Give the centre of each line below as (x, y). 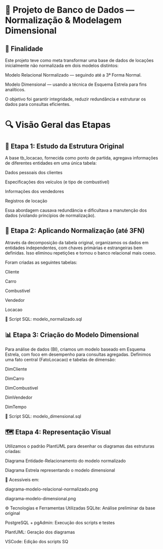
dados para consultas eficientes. (38, 104)
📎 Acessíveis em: (22, 480)
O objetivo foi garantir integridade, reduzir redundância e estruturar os (75, 99)
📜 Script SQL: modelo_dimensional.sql (43, 416)
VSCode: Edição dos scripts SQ (37, 542)
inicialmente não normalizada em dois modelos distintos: (62, 66)
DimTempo (16, 407)
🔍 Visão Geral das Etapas (58, 125)
